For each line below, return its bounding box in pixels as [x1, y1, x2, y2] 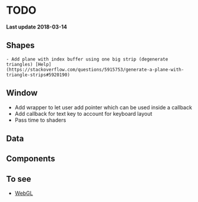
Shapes [6, 40, 35, 50]
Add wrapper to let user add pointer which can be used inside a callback [14, 103, 193, 111]
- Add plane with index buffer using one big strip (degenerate [6, 56, 168, 62]
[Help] [35, 61, 52, 67]
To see [6, 173, 31, 184]
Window [6, 88, 38, 98]
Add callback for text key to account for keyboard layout [14, 110, 152, 117]
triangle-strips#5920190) [6, 72, 70, 78]
